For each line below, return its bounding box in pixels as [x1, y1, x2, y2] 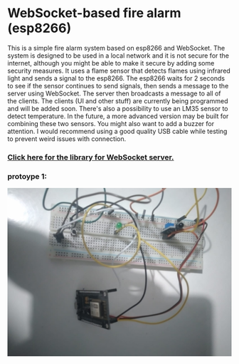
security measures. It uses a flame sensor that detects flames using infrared [7, 66, 231, 75]
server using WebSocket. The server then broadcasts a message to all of [7, 89, 221, 98]
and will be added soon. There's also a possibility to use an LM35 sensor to [7, 104, 229, 113]
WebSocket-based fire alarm [7, 5, 181, 21]
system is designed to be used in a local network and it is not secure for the [7, 51, 230, 60]
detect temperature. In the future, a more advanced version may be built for [7, 112, 229, 120]
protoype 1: [7, 171, 48, 181]
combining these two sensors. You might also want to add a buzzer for [7, 119, 215, 128]
